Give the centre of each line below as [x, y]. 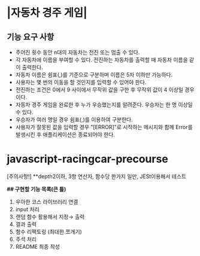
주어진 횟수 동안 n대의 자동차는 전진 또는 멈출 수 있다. [78, 52]
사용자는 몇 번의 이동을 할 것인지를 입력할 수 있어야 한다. [81, 82]
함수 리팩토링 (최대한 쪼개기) [49, 231]
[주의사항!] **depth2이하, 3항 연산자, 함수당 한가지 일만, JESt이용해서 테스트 [97, 176]
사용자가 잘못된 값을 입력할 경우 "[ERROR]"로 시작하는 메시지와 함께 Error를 [104, 127]
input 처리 [27, 209]
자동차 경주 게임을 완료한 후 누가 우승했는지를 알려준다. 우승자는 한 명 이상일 [104, 105]
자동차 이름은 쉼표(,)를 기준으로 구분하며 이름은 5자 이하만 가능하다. [94, 75]
